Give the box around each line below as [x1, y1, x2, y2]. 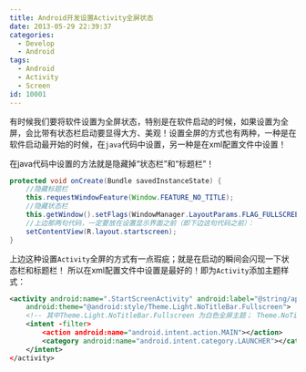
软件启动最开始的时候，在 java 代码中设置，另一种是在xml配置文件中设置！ [9, 139, 287, 150]
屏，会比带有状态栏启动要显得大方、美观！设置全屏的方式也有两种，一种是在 [9, 127, 297, 138]
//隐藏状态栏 [25, 201, 68, 211]
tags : [9, 56, 30, 65]
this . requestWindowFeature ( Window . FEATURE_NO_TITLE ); [25, 193, 234, 202]
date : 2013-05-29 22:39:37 [9, 22, 112, 31]
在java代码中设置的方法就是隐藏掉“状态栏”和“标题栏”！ [9, 158, 215, 169]
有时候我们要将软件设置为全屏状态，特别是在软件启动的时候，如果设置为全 [9, 116, 289, 127]
